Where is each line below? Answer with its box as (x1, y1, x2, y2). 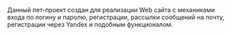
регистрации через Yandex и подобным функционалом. (7, 21, 173, 28)
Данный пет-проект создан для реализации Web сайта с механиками (7, 6, 215, 14)
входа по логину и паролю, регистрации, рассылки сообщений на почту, (7, 13, 225, 21)
